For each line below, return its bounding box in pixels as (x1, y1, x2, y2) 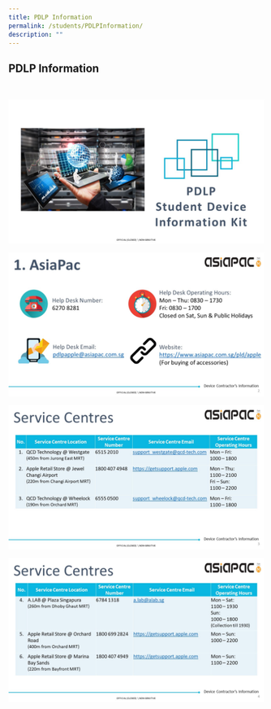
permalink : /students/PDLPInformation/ (8, 21, 144, 30)
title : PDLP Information (8, 13, 92, 21)
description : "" (8, 30, 63, 38)
